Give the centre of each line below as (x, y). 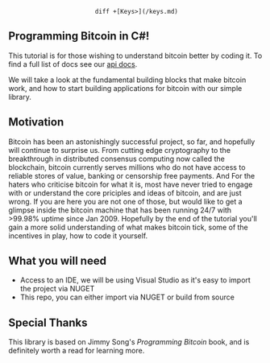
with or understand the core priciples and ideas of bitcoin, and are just (125, 192)
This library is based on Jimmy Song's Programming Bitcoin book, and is (129, 342)
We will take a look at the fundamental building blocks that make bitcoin (127, 80)
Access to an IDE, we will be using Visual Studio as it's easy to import (135, 280)
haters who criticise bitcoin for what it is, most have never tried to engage (131, 184)
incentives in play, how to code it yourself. (78, 235)
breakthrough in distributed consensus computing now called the (117, 159)
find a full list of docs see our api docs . (73, 64)
